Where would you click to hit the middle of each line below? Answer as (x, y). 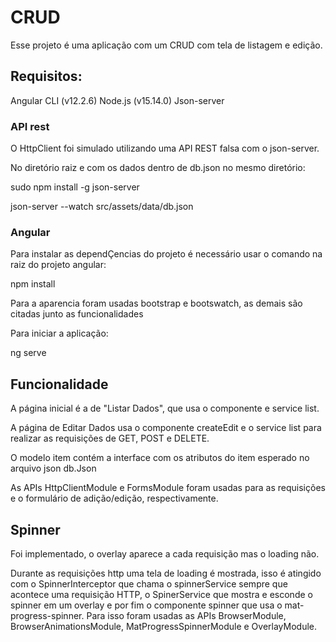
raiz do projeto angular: (58, 265)
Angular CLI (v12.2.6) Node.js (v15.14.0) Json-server (117, 100)
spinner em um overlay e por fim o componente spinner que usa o (146, 605)
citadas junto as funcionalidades (77, 314)
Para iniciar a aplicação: (59, 333)
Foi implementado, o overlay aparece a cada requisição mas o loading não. (165, 553)
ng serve (28, 353)
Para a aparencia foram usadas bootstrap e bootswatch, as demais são (156, 303)
